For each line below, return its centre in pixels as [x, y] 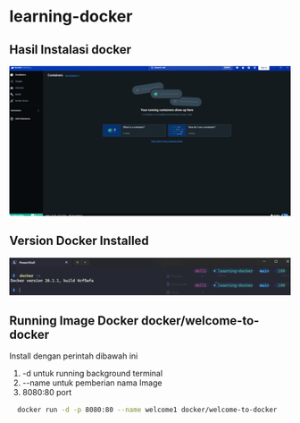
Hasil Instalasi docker [71, 50]
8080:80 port [47, 393]
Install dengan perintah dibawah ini [74, 356]
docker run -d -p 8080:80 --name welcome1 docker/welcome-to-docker [147, 410]
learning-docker [71, 17]
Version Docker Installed [79, 241]
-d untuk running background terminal [92, 374]
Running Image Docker [74, 321]
